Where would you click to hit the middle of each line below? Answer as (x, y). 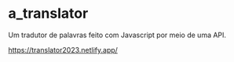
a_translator (48, 14)
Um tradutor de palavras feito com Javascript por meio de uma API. (117, 35)
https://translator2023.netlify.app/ (63, 50)
